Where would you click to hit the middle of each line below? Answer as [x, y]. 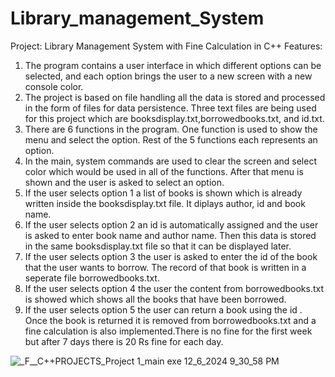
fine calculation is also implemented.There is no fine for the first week [168, 331]
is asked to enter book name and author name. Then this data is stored [170, 235]
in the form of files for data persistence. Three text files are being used [170, 108]
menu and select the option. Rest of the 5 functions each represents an [171, 139]
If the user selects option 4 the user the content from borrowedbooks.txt [174, 288]
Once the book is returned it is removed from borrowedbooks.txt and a [170, 320]
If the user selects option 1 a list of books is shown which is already [163, 193]
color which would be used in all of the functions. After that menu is [164, 171]
